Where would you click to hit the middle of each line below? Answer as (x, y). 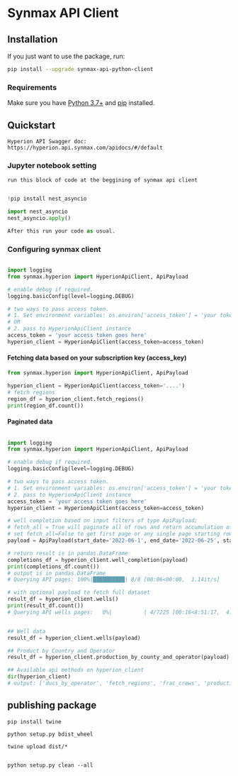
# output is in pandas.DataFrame (57, 573)
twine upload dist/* (38, 746)
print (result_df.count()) (45, 606)
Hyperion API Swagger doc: (47, 141)
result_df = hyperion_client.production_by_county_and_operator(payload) (119, 658)
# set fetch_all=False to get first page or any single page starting (114, 534)
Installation (33, 39)
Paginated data (30, 421)
